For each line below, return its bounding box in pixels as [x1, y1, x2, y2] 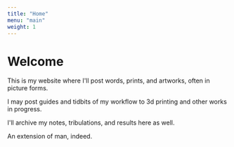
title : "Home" [7, 10, 49, 17]
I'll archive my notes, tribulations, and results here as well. [7, 118, 175, 127]
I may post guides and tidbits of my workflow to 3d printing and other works [7, 97, 227, 106]
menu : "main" [7, 17, 46, 24]
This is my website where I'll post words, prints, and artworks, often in [7, 76, 210, 85]
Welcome [7, 53, 64, 69]
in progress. [7, 105, 42, 113]
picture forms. [7, 84, 48, 92]
